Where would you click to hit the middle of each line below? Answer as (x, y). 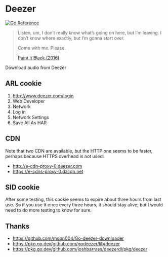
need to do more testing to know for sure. (49, 210)
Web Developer (29, 101)
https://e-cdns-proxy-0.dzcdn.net (48, 171)
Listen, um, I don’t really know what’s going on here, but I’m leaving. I (90, 32)
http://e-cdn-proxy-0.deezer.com (47, 166)
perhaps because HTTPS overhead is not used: (55, 156)
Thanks (17, 226)
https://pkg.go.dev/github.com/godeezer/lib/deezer (66, 244)
